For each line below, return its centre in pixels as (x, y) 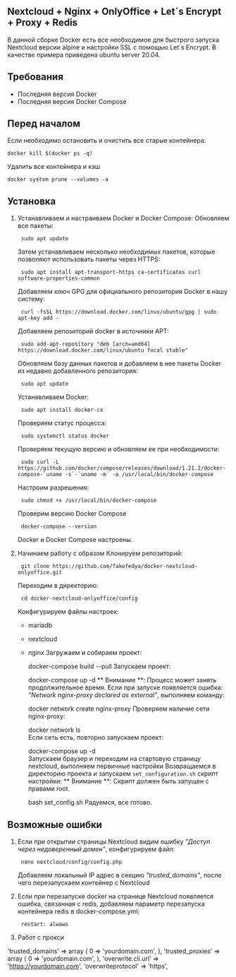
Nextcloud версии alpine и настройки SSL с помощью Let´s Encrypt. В (112, 47)
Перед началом (44, 124)
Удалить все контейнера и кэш (54, 167)
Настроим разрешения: (53, 487)
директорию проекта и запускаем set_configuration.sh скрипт (123, 774)
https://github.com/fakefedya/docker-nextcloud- (125, 567)
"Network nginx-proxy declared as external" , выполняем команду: (126, 695)
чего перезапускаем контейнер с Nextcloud (83, 883)
